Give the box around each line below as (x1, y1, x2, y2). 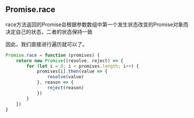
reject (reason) (47, 85, 84, 91)
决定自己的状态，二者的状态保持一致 (5, 28, 93, 35)
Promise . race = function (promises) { (5, 52, 100, 58)
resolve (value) (47, 74, 84, 80)
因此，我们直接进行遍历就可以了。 (5, 40, 88, 47)
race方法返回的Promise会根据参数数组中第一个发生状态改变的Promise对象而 (5, 20, 189, 28)
